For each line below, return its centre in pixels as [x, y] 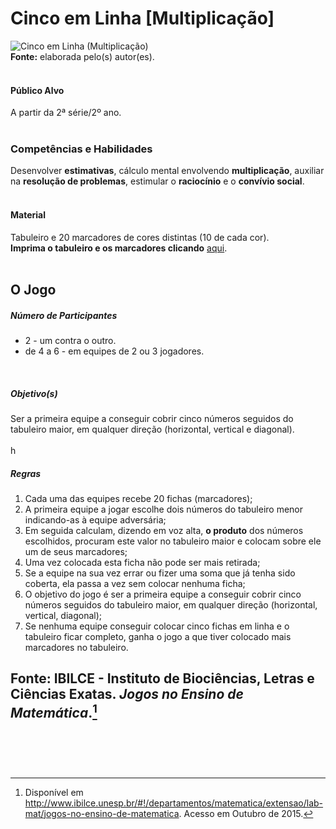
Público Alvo [37, 90]
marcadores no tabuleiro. [76, 647]
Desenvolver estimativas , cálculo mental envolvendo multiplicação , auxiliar [167, 171]
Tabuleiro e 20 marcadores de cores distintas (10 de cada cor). [140, 237]
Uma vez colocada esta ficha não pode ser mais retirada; [142, 562]
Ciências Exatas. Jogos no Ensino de [127, 694]
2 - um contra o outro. [70, 340]
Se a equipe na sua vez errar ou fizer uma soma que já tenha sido [160, 573]
